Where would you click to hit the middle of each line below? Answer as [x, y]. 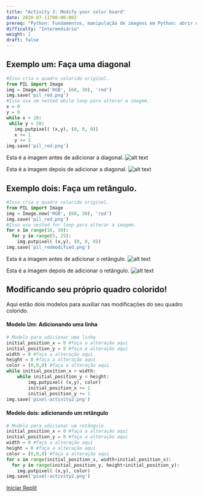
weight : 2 [19, 35]
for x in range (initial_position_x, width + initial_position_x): [89, 459]
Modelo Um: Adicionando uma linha [52, 324]
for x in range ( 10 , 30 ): [37, 231]
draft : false [23, 40]
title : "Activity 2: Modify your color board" [66, 12]
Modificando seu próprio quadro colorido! [87, 290]
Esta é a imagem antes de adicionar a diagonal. [65, 157]
